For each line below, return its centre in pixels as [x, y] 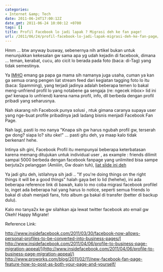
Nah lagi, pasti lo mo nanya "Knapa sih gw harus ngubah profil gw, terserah [81, 130]
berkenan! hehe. [21, 140]
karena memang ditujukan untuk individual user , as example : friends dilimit [81, 154]
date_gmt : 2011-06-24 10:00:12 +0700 [43, 23]
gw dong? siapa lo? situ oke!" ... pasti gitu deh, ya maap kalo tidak [71, 135]
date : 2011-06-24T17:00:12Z [33, 18]
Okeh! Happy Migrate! [27, 214]
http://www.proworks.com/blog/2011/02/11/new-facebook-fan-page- [74, 259]
